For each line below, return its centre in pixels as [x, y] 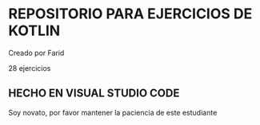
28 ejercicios [30, 68]
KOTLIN [34, 31]
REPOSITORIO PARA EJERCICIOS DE [130, 14]
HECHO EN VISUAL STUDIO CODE [94, 94]
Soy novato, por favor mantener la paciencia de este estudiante [113, 112]
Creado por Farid [36, 53]
